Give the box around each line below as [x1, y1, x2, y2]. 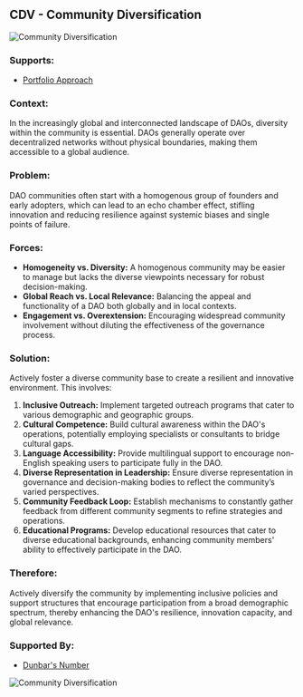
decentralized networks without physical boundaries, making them [9, 137, 258, 148]
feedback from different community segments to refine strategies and [22, 506, 283, 517]
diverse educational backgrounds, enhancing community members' [22, 535, 275, 546]
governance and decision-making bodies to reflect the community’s [22, 477, 276, 488]
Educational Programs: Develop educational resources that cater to [22, 525, 277, 536]
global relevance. [9, 616, 74, 627]
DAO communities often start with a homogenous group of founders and [9, 189, 279, 200]
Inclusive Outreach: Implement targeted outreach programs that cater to [22, 400, 295, 411]
